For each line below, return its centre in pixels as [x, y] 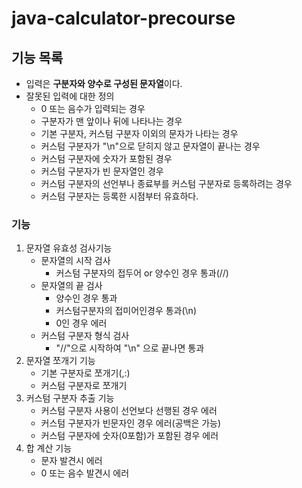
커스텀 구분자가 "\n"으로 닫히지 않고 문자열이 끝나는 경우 [150, 146]
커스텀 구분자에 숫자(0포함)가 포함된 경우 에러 [129, 436]
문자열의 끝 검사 [71, 286]
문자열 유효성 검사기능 [69, 248]
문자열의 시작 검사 [75, 261]
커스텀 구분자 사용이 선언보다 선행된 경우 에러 [129, 411]
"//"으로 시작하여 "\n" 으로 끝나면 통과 [130, 348]
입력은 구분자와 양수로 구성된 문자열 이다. [104, 83]
